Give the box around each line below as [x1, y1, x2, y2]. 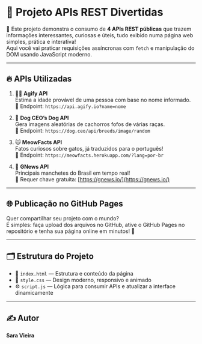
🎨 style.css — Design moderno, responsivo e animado [14, 276, 151, 284]
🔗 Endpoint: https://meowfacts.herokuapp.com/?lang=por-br [14, 151, 164, 158]
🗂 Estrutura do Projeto [6, 251, 94, 261]
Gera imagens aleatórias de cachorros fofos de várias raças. [14, 120, 165, 128]
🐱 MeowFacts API [14, 138, 63, 146]
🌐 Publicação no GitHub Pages [6, 199, 123, 209]
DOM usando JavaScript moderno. [6, 50, 92, 58]
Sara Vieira [6, 332, 35, 339]
